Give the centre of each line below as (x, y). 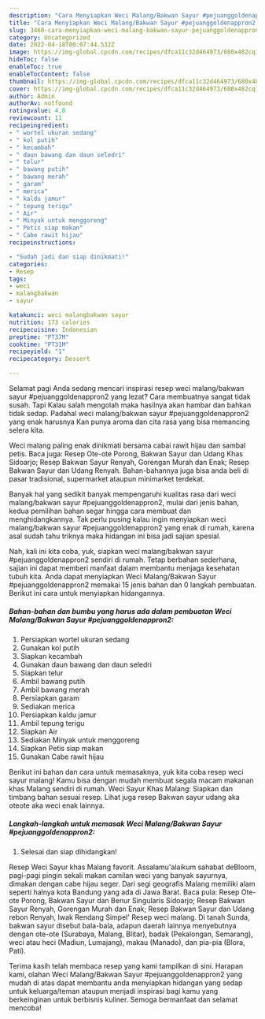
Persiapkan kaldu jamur (58, 715)
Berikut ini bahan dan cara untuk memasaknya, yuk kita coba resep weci (126, 772)
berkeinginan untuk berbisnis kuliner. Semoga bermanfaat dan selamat (123, 999)
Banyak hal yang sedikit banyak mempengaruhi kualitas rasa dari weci (123, 494)
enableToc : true (35, 67)
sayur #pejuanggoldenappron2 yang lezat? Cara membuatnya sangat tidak (130, 396)
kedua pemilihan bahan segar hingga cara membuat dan (100, 511)
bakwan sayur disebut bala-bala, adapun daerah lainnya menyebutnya (123, 925)
